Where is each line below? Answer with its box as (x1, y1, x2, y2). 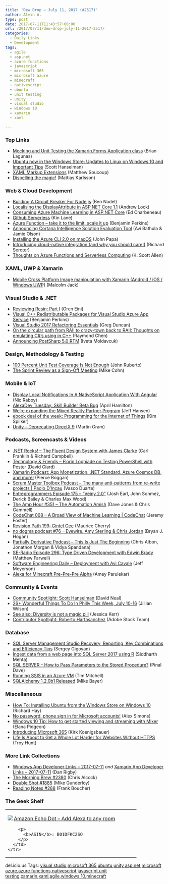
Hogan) (12, 533, 29, 539)
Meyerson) (12, 566, 35, 572)
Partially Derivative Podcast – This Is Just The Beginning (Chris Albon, (12, 538, 158, 545)
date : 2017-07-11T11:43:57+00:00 (5, 21, 76, 27)
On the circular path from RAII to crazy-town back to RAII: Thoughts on (12, 327, 160, 333)
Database (5, 629, 29, 636)
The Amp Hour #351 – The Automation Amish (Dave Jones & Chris (12, 501, 150, 507)
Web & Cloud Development (5, 187, 73, 194)
